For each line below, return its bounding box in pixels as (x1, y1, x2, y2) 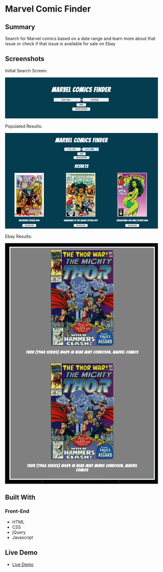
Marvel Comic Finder (5, 3, 91, 15)
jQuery (12, 529, 26, 535)
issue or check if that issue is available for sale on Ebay (5, 41, 115, 47)
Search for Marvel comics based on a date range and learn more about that (5, 35, 156, 41)
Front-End (5, 508, 30, 515)
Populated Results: (5, 123, 43, 129)
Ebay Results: (5, 233, 33, 239)
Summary (5, 23, 35, 31)
